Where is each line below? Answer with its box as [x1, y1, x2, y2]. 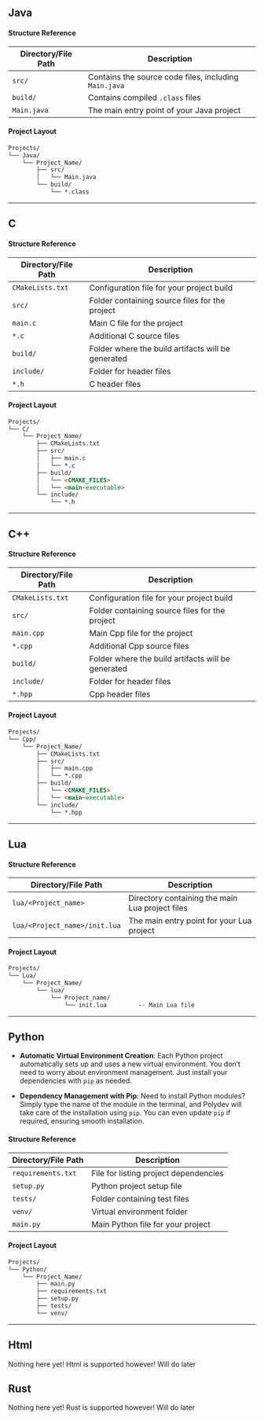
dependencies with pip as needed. [19, 1076, 132, 1086]
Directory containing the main [128, 892, 238, 903]
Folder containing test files [91, 1193, 190, 1204]
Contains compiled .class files [87, 92, 202, 103]
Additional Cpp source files [89, 640, 189, 651]
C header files [89, 378, 141, 389]
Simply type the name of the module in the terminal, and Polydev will [19, 1100, 242, 1109]
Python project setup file [91, 1180, 182, 1191]
